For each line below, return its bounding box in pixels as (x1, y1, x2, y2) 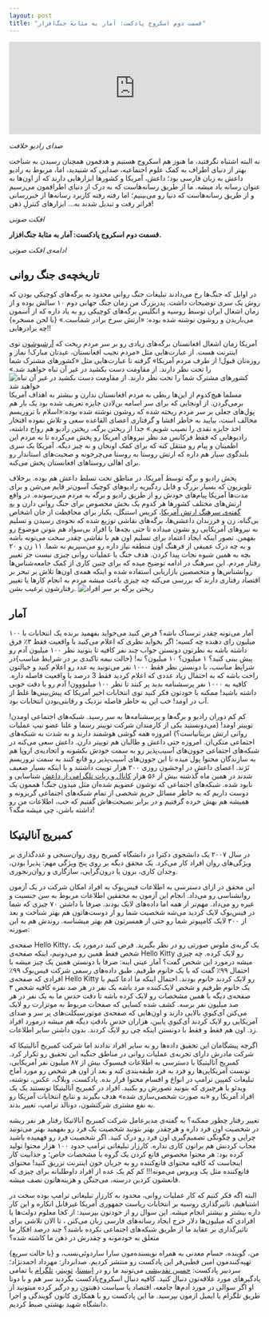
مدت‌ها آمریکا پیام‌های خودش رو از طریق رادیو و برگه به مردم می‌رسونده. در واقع (9, 490, 248, 500)
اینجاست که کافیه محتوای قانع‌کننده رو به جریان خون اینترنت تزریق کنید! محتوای (9, 1157, 243, 1167)
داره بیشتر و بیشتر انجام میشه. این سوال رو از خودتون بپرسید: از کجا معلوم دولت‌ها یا (9, 1207, 261, 1216)
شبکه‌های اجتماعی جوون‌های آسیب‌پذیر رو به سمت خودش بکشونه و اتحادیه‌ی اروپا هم (9, 745, 260, 756)
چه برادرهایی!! (9, 323, 51, 333)
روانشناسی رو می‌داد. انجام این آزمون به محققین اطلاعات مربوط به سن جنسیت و (9, 890, 251, 900)
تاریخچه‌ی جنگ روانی (9, 268, 100, 281)
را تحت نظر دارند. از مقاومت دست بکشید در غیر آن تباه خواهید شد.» (9, 365, 212, 374)
